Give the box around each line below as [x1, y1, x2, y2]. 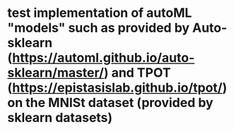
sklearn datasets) [7, 110, 113, 126]
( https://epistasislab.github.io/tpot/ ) [7, 80, 228, 96]
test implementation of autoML [7, 5, 192, 21]
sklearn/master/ [7, 65, 105, 81]
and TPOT [111, 65, 171, 81]
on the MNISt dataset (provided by [7, 95, 213, 111]
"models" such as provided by [7, 20, 189, 36]
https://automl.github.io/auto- [12, 50, 195, 66]
